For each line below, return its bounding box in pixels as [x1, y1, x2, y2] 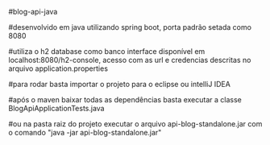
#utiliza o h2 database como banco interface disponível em [8, 47, 206, 56]
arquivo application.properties [8, 64, 109, 73]
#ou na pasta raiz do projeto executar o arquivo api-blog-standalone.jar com [8, 119, 263, 128]
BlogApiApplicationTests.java [8, 104, 105, 113]
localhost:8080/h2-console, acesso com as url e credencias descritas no [8, 56, 251, 64]
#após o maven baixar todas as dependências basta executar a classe [8, 95, 242, 104]
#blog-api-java [8, 7, 58, 16]
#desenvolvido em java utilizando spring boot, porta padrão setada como [8, 23, 252, 31]
